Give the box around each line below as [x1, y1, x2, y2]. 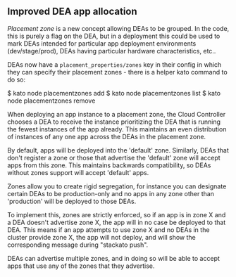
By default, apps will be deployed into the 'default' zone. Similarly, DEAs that [7, 146, 229, 154]
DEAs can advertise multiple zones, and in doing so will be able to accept [7, 254, 221, 262]
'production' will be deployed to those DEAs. [7, 197, 137, 205]
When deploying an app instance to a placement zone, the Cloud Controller [7, 110, 226, 118]
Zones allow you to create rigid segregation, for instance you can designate [7, 182, 227, 191]
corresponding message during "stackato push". [7, 240, 149, 249]
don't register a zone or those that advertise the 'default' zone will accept [7, 153, 221, 162]
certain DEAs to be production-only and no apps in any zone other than [7, 189, 215, 198]
